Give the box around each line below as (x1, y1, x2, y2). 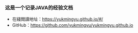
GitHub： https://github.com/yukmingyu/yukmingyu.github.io (12, 22, 134, 28)
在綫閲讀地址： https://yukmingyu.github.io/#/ (12, 16, 103, 22)
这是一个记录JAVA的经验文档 (5, 4, 73, 11)
